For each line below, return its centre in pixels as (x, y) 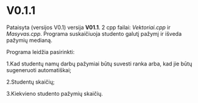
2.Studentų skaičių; (30, 82)
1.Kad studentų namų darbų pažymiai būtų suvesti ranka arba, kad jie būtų (99, 64)
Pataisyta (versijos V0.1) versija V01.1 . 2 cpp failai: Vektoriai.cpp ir (88, 27)
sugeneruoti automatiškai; (39, 70)
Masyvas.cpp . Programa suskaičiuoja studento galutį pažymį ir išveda (94, 33)
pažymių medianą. (30, 40)
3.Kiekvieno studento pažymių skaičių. (55, 93)
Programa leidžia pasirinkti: (41, 51)
